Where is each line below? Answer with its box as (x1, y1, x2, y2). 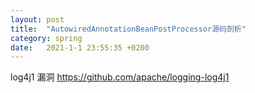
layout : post (10, 14, 65, 25)
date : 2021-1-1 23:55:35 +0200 (10, 42, 150, 53)
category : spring (10, 33, 83, 43)
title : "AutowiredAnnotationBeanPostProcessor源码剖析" (10, 24, 247, 34)
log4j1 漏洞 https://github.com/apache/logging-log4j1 (10, 71, 230, 83)
